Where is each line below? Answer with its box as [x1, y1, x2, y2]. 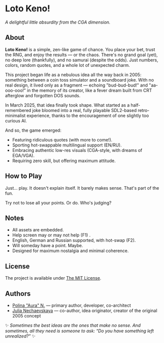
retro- [137, 107, 150, 113]
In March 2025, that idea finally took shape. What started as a [5, 102, 130, 108]
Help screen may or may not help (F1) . [12, 232, 91, 238]
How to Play [5, 172, 43, 180]
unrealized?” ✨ [5, 333, 36, 339]
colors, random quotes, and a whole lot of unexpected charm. [5, 62, 130, 68]
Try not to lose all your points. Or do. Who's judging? [5, 200, 112, 205]
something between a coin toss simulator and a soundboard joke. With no [5, 77, 154, 83]
